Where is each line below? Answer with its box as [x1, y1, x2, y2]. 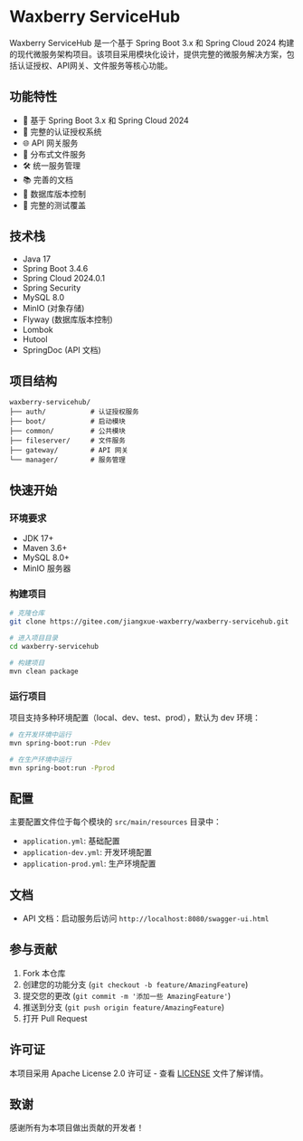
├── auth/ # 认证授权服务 [9, 407, 139, 417]
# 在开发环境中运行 [9, 730, 72, 739]
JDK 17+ [22, 533, 54, 544]
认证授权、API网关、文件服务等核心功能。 [16, 60, 174, 71]
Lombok [22, 324, 54, 335]
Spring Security [22, 282, 81, 293]
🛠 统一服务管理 [22, 160, 81, 171]
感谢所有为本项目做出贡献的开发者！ [9, 1122, 145, 1133]
